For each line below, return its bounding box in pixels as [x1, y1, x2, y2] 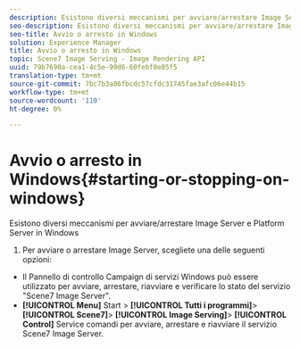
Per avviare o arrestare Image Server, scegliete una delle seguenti [21, 244, 265, 255]
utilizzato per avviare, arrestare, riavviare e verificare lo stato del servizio [21, 281, 291, 292]
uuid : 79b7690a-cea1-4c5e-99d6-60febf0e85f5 [9, 63, 178, 72]
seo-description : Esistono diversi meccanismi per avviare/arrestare [9, 21, 274, 30]
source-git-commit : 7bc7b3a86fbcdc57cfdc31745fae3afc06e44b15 [9, 79, 246, 88]
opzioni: [21, 254, 52, 265]
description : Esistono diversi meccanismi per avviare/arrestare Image [9, 12, 281, 22]
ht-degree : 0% [9, 104, 62, 113]
